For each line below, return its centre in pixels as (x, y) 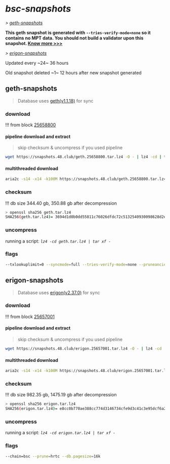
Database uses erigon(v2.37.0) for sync (59, 292)
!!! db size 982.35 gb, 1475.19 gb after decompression (61, 395)
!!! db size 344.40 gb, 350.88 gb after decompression (61, 203)
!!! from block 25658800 (31, 125)
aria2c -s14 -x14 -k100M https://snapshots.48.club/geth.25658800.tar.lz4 (86, 179)
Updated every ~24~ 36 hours (37, 63)
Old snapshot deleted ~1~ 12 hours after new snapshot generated (73, 73)
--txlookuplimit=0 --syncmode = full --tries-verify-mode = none (71, 264)
